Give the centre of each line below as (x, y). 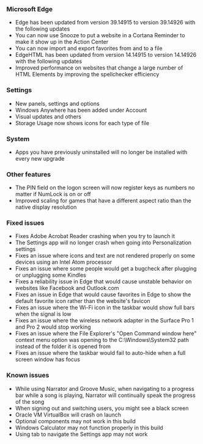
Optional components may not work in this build (75, 421)
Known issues (28, 376)
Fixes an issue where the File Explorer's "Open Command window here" (106, 333)
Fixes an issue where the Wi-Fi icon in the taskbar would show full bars (105, 308)
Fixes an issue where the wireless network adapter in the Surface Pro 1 (105, 321)
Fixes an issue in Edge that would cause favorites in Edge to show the (103, 294)
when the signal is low (43, 314)
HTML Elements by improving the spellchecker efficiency (87, 75)
